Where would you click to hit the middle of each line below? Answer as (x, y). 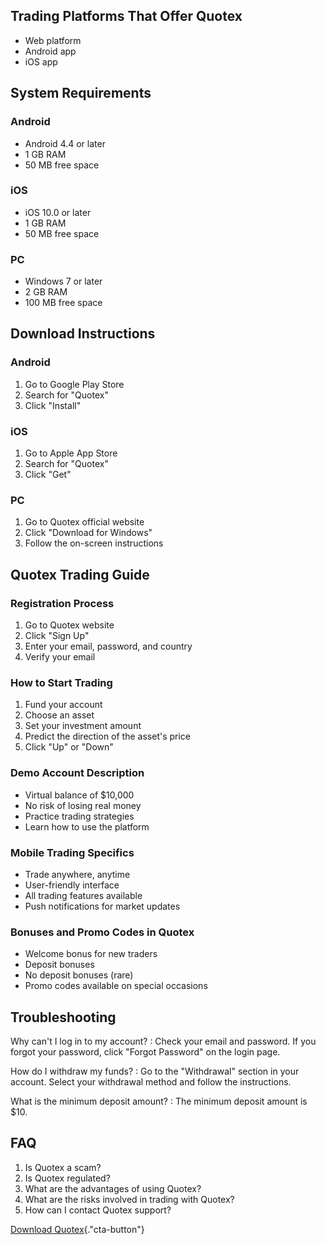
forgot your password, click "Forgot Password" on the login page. (145, 1052)
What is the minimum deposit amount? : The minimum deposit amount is (159, 1101)
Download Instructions (83, 334)
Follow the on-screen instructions (94, 543)
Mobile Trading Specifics (72, 852)
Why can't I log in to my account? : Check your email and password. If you (163, 1041)
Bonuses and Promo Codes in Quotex (102, 932)
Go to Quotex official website (84, 522)
